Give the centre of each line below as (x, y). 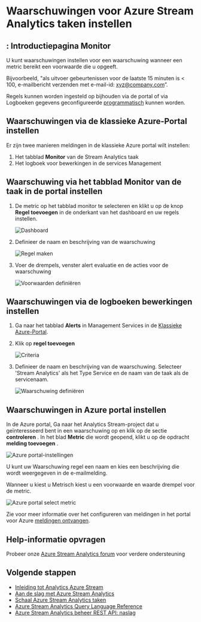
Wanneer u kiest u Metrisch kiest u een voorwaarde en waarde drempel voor (100, 485)
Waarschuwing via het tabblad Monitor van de (94, 182)
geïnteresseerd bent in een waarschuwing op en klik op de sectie (87, 431)
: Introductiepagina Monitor (59, 46)
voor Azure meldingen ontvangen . (48, 521)
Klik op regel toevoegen (45, 343)
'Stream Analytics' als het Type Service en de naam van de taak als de (102, 373)
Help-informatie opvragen (56, 540)
